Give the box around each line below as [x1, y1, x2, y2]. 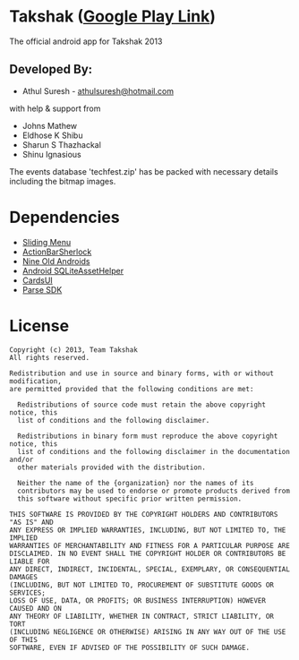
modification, [9, 376, 63, 386]
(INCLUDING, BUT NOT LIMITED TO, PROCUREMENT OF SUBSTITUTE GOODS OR [9, 580, 275, 589]
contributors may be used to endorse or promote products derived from [17, 486, 291, 495]
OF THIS [9, 635, 38, 644]
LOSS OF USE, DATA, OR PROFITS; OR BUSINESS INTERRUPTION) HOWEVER [9, 596, 267, 605]
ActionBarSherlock [21, 246, 92, 257]
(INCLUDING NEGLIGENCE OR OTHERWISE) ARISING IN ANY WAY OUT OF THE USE [9, 627, 286, 637]
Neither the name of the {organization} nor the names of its [17, 478, 254, 487]
